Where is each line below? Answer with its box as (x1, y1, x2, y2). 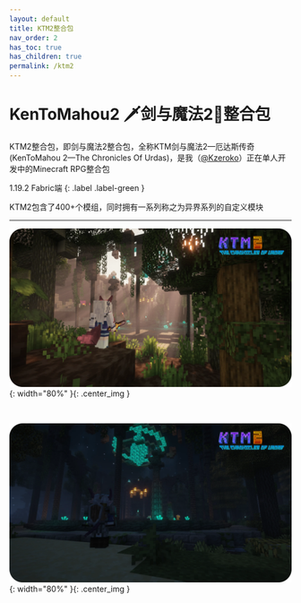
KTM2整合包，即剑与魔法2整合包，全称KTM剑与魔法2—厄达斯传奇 (9, 141, 255, 151)
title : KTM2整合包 (9, 23, 74, 33)
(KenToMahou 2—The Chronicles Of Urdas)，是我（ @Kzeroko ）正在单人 (9, 152, 279, 163)
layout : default (9, 14, 70, 23)
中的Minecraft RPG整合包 (16, 163, 110, 174)
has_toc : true (9, 43, 63, 52)
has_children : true (9, 52, 82, 62)
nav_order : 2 (9, 33, 58, 42)
